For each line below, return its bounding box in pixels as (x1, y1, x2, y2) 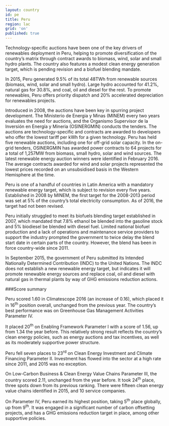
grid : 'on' (5, 26, 28, 31)
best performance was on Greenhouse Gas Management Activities (5, 307, 144, 313)
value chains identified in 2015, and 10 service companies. (5, 388, 126, 394)
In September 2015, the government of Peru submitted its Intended (5, 255, 144, 261)
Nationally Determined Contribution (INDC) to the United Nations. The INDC (5, 260, 162, 266)
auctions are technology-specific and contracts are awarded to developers (5, 129, 161, 134)
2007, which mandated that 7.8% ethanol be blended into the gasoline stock (5, 218, 163, 224)
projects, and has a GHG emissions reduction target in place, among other (5, 410, 159, 416)
